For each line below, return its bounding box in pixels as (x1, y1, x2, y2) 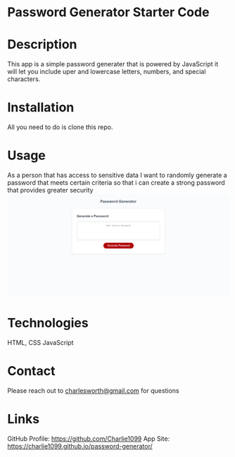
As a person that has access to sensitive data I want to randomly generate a (7, 171, 227, 179)
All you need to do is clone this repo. (7, 123, 114, 131)
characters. (7, 75, 41, 83)
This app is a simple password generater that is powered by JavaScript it (7, 60, 219, 68)
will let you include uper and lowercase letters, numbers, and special (7, 68, 206, 76)
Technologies (7, 315, 89, 331)
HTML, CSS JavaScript (7, 338, 74, 346)
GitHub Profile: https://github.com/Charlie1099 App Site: (7, 434, 170, 443)
